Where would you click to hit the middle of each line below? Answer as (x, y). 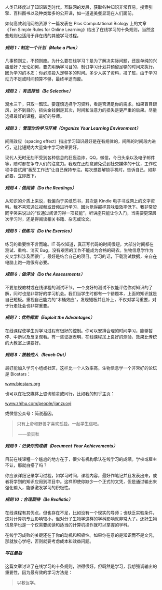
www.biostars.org (23, 384)
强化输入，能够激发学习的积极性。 (39, 487)
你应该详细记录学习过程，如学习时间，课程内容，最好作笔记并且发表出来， (79, 475)
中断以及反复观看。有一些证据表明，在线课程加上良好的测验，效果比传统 (85, 337)
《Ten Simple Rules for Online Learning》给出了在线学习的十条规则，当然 (78, 30)
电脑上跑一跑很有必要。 (28, 262)
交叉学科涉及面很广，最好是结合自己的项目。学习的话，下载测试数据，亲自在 (81, 256)
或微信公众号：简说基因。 (30, 413)
